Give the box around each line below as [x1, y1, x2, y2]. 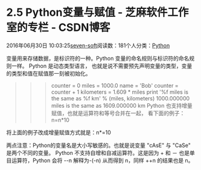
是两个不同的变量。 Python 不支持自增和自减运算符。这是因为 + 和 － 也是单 [6, 149, 195, 156]
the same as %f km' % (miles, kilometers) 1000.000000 [51, 94, 190, 102]
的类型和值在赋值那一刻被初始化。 [6, 70, 91, 77]
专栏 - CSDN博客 [27, 21, 110, 34]
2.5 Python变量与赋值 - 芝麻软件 [6, 5, 168, 19]
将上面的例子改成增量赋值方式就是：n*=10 [6, 128, 112, 136]
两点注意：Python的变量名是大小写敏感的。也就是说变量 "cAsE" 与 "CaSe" [6, 142, 191, 149]
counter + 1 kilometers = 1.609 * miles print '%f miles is [51, 88, 189, 96]
